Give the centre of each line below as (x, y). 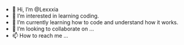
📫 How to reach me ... (40, 36)
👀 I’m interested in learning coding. (55, 16)
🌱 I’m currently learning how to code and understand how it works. (95, 22)
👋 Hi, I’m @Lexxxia (35, 9)
